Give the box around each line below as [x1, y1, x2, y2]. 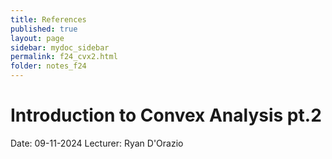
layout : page [10, 33, 65, 43]
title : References [10, 14, 87, 25]
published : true [10, 24, 78, 34]
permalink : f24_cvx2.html [10, 52, 118, 62]
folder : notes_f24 [10, 61, 87, 71]
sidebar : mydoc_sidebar [10, 42, 110, 53]
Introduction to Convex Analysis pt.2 [10, 104, 322, 127]
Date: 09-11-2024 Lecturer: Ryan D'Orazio [10, 137, 184, 149]
